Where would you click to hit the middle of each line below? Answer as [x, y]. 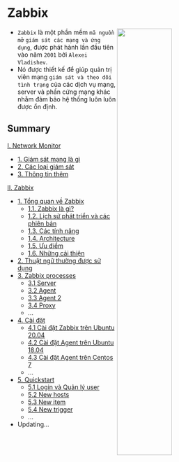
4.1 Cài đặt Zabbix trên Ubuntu [71, 328]
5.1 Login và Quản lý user [63, 387]
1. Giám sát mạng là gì [49, 159]
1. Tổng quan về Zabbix [51, 201]
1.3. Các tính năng [53, 231]
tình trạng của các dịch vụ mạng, [67, 84]
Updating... [33, 424]
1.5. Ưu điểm [46, 246]
